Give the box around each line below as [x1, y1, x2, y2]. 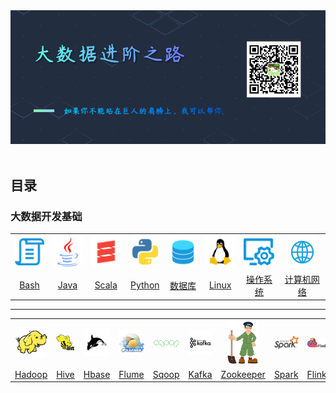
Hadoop [14, 368, 48, 380]
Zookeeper [220, 368, 266, 380]
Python [130, 279, 160, 291]
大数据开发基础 [10, 209, 83, 223]
